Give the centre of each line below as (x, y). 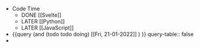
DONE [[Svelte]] (41, 15)
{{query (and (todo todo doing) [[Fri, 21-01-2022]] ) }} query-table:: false (103, 34)
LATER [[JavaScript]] (47, 28)
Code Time (26, 9)
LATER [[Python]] (43, 21)
